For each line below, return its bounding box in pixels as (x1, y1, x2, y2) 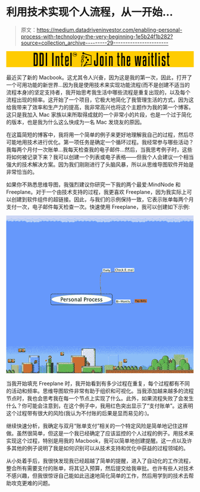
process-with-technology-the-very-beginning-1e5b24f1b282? (20, 33, 173, 40)
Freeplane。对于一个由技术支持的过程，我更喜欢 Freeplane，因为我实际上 (6, 189, 187, 196)
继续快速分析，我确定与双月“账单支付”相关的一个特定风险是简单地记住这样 (6, 422, 189, 430)
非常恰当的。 (6, 168, 37, 176)
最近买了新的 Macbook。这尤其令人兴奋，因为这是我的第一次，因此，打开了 (6, 74, 192, 81)
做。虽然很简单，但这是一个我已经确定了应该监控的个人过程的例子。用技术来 (6, 430, 194, 437)
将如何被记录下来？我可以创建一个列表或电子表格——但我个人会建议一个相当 (6, 153, 194, 161)
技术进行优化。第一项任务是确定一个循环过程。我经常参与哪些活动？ (26, 139, 194, 146)
